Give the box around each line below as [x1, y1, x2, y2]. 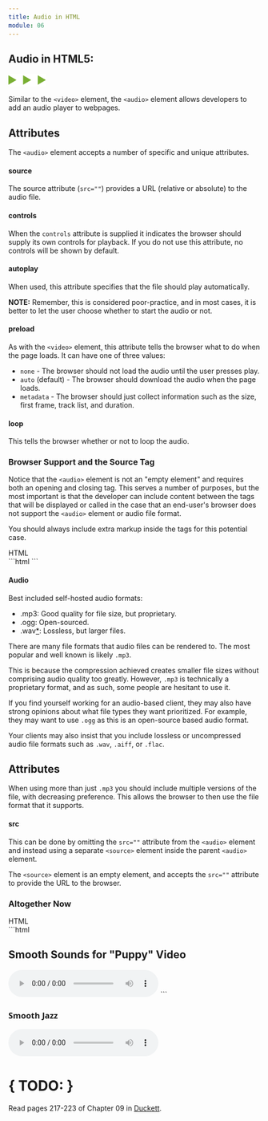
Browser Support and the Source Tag [8, 457, 155, 468]
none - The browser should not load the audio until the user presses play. [19, 366, 260, 376]
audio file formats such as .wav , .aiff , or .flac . [8, 739, 165, 749]
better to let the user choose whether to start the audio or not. [8, 306, 213, 315]
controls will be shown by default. [8, 246, 120, 255]
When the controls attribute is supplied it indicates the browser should [8, 229, 242, 238]
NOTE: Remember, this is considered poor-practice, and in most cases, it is [8, 297, 257, 307]
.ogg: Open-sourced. [19, 617, 90, 627]
